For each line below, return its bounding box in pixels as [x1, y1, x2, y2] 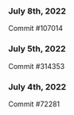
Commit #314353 [8, 61, 65, 71]
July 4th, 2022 [8, 81, 67, 92]
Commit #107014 [8, 24, 64, 33]
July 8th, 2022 [8, 6, 66, 17]
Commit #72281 [8, 99, 60, 109]
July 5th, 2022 [8, 44, 66, 55]
